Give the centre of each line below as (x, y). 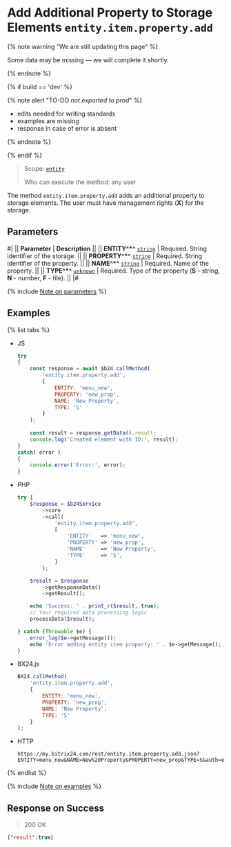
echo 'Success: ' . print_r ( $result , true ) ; (95, 606)
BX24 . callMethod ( (42, 677)
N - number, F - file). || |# (43, 277)
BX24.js (28, 664)
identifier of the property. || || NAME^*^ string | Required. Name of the (108, 263)
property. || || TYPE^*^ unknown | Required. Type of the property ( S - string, (114, 271)
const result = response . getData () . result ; (93, 433)
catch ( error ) (39, 452)
